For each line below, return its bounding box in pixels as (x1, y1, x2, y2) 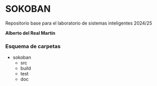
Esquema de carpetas (5, 42, 61, 50)
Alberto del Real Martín (5, 30, 56, 36)
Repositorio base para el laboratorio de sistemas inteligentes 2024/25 (5, 20, 152, 26)
